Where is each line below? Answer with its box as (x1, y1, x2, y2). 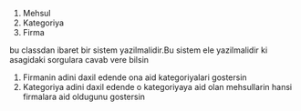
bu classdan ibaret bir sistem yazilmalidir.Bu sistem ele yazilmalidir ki (9, 45, 268, 55)
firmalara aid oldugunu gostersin (22, 91, 146, 102)
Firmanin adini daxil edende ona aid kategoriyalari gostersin (22, 72, 248, 83)
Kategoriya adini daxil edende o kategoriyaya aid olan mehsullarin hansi (22, 82, 293, 92)
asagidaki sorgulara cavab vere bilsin (9, 55, 149, 65)
